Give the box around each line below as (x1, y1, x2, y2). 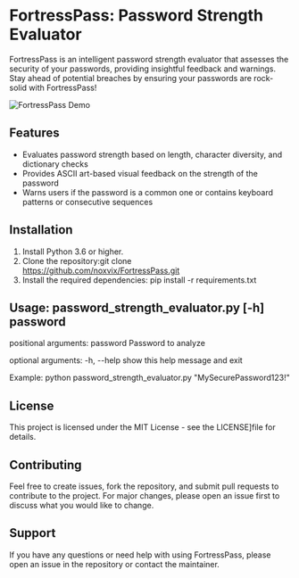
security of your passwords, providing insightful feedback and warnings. (9, 63, 277, 74)
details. (9, 432, 37, 442)
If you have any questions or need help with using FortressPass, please (9, 549, 271, 560)
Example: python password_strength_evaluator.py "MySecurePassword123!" (9, 372, 290, 384)
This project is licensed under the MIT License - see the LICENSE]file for (9, 422, 277, 433)
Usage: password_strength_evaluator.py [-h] (9, 300, 265, 315)
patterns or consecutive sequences (21, 196, 154, 207)
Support (9, 525, 56, 541)
